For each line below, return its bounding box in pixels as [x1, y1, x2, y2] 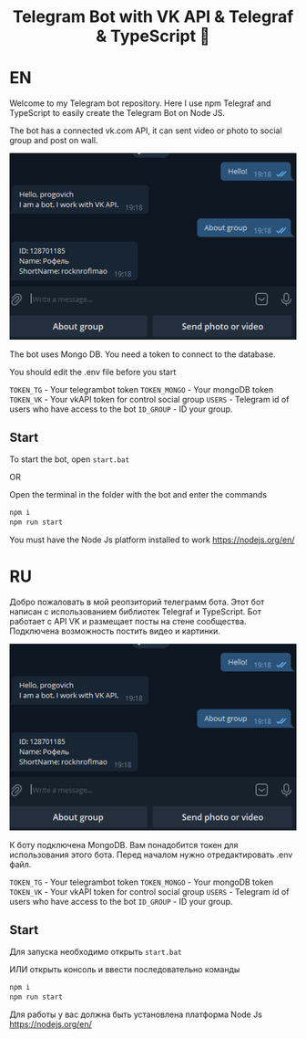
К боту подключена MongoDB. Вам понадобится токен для [9, 839, 239, 850]
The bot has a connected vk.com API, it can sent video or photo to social [9, 125, 282, 136]
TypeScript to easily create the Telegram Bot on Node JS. [9, 108, 226, 119]
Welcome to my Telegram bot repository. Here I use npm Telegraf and [9, 98, 271, 109]
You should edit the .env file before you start [9, 366, 177, 377]
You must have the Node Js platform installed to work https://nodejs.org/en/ [9, 534, 295, 545]
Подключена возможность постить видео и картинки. [9, 625, 221, 636]
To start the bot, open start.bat [9, 454, 130, 465]
